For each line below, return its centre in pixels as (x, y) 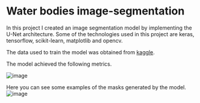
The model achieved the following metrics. (59, 64)
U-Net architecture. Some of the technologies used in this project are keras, (100, 34)
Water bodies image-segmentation (95, 11)
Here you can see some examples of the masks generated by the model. (96, 87)
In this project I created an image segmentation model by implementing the (99, 28)
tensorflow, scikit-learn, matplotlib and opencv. (65, 40)
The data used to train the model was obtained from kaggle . (81, 52)
